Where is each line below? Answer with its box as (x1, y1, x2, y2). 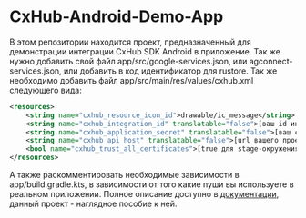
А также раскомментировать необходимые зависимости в (9, 170, 240, 181)
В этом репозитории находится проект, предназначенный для (9, 36, 252, 47)
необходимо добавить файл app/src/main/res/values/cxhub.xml (9, 74, 254, 85)
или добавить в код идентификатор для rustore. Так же (63, 65, 278, 76)
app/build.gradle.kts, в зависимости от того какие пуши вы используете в (9, 179, 294, 190)
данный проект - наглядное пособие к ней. (9, 198, 178, 210)
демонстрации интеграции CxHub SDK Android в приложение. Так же (9, 45, 280, 56)
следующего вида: (9, 84, 82, 95)
